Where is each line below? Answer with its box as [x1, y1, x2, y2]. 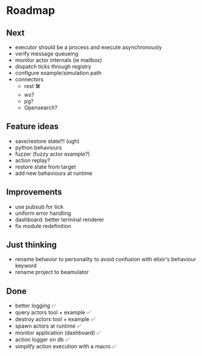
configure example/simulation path [14, 69, 102, 76]
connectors [14, 76, 44, 83]
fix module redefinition [14, 222, 71, 229]
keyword [14, 262, 37, 269]
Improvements [6, 187, 62, 197]
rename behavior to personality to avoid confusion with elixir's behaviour [14, 256, 197, 263]
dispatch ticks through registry [14, 63, 92, 70]
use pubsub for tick [14, 203, 64, 210]
